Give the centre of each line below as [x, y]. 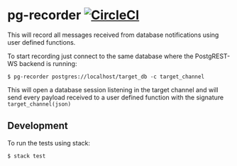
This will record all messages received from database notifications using [113, 35]
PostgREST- [213, 56]
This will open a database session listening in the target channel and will [113, 89]
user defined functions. [42, 42]
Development [38, 126]
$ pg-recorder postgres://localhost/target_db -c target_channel [106, 77]
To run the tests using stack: [49, 143]
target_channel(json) [39, 104]
